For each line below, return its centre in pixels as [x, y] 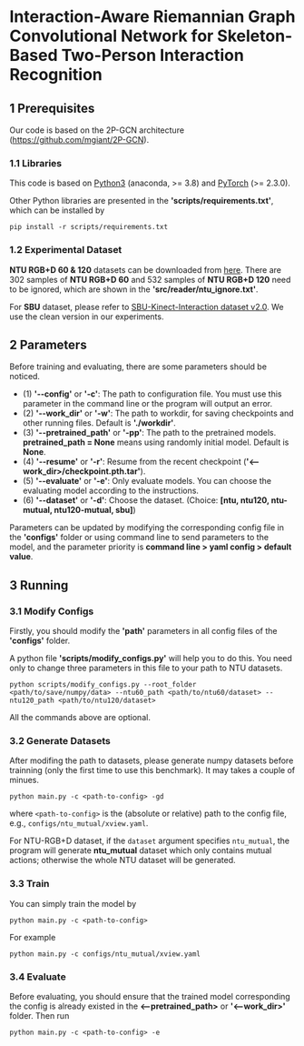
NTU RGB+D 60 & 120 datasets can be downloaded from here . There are [146, 269]
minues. [24, 780]
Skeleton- [255, 36]
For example [33, 937]
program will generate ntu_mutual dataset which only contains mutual [141, 850]
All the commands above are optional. [80, 718]
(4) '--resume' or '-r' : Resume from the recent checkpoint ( [134, 462]
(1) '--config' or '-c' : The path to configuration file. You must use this [152, 394]
